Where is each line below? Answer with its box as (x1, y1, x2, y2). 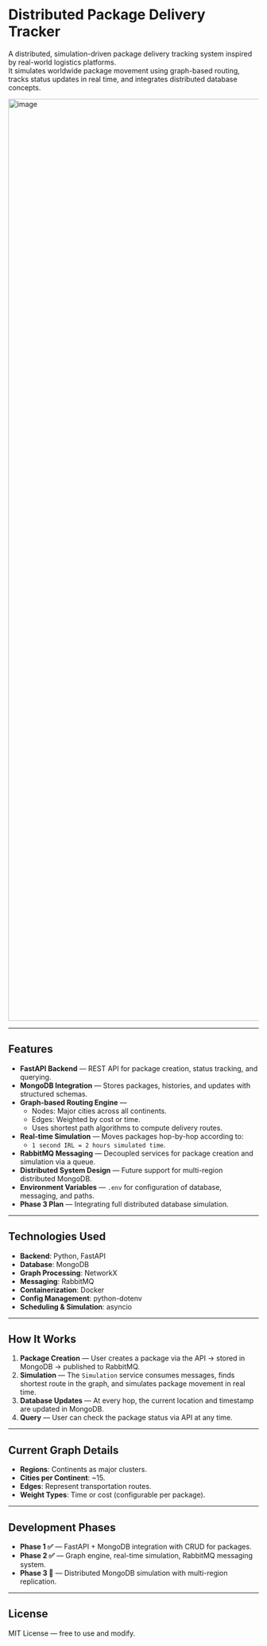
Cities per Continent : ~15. (19, 1473, 106, 1483)
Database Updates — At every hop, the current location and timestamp (19, 1396, 254, 1405)
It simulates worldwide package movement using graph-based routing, (8, 65, 240, 75)
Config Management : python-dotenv (19, 1294, 143, 1303)
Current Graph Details (8, 1443, 119, 1457)
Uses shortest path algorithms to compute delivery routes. (31, 1123, 222, 1132)
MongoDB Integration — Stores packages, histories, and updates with (19, 1081, 251, 1090)
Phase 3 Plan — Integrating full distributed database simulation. (19, 1199, 229, 1209)
